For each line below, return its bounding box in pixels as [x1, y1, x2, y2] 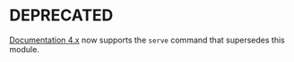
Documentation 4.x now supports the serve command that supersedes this [9, 35, 285, 45]
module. [9, 43, 40, 54]
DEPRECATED [9, 5, 114, 26]
